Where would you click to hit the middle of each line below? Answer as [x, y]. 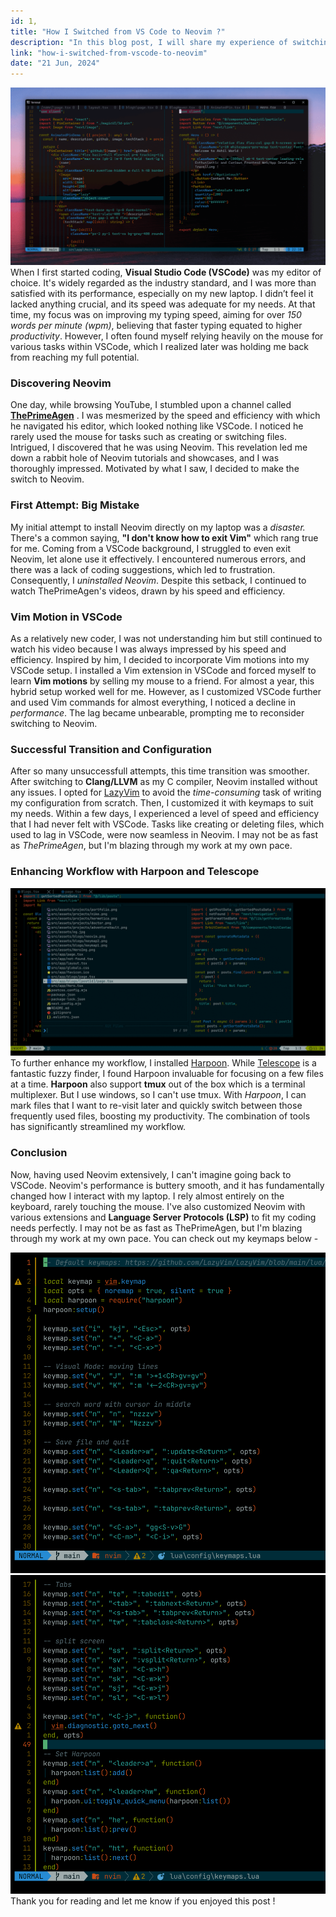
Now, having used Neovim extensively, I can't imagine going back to [151, 1174]
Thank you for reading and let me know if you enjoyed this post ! [143, 1901]
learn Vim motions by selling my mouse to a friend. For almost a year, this [162, 681]
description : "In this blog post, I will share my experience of [149, 42]
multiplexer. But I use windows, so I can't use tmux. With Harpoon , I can [158, 1095]
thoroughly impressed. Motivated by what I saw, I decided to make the [155, 469]
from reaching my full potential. [75, 357]
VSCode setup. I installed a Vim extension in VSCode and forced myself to [163, 670]
